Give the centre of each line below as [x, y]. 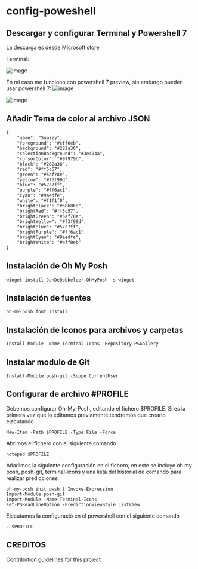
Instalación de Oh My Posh [57, 266]
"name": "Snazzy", [40, 138]
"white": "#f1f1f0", [42, 201]
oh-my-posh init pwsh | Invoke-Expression [60, 489]
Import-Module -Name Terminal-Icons [52, 499]
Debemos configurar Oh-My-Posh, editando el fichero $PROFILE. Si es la [96, 408]
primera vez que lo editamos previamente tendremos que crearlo [86, 415]
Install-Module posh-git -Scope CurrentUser [62, 376]
